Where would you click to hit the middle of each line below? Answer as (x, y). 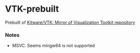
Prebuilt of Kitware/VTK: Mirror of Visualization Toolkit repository (70, 22)
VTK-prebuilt (32, 9)
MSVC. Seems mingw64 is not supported (53, 46)
